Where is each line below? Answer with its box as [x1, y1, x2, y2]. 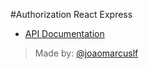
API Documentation [24, 28, 105, 39]
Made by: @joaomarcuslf [34, 47, 139, 59]
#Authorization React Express [10, 9, 133, 20]
